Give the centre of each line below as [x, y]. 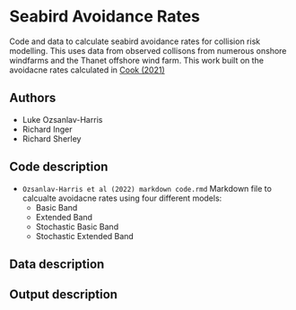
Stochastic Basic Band [77, 227]
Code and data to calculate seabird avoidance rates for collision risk [135, 41]
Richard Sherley [52, 138]
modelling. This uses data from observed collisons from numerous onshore [148, 50]
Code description [59, 167]
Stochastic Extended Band [85, 236]
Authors [33, 98]
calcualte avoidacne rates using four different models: [122, 198]
